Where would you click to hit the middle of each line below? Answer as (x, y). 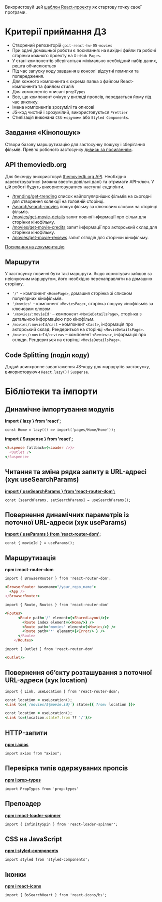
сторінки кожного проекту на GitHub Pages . (57, 55)
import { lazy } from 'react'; (33, 421)
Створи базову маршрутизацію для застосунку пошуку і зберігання (75, 144)
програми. (16, 12)
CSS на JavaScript (34, 839)
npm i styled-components (32, 851)
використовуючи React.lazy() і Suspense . (47, 372)
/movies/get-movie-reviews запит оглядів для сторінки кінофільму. (80, 237)
